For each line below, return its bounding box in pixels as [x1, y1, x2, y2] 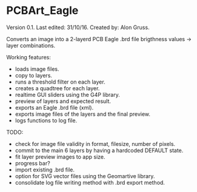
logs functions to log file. [15, 116, 78, 124]
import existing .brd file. [15, 166, 75, 173]
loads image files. [15, 65, 59, 73]
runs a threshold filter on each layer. [15, 78, 105, 85]
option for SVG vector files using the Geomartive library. [15, 172, 155, 179]
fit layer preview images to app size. [15, 153, 105, 161]
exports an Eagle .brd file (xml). [15, 104, 94, 111]
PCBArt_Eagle [6, 4, 79, 18]
